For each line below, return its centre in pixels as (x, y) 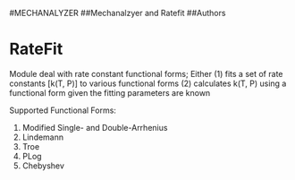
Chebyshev (43, 166)
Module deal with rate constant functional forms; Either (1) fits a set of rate (146, 73)
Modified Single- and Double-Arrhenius (95, 127)
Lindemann (43, 137)
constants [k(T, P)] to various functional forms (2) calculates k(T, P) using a (148, 83)
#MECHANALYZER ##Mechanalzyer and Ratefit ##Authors (118, 13)
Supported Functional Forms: (63, 110)
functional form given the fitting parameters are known (110, 92)
